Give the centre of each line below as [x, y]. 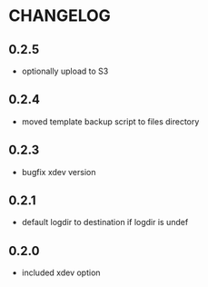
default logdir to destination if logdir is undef [105, 223]
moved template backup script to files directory [110, 121]
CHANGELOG [59, 16]
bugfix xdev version [59, 172]
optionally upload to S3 [65, 71]
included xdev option [61, 272]
